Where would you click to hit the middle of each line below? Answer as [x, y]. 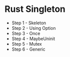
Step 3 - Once [26, 33]
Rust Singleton [35, 9]
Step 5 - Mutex [27, 44]
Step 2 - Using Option [34, 28]
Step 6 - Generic [28, 49]
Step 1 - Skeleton [29, 23]
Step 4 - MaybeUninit [33, 39]
